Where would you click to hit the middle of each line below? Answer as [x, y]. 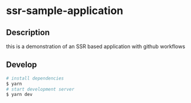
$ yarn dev [19, 95]
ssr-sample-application [65, 11]
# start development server [40, 89]
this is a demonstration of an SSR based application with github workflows [96, 46]
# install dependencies [35, 78]
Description [28, 32]
